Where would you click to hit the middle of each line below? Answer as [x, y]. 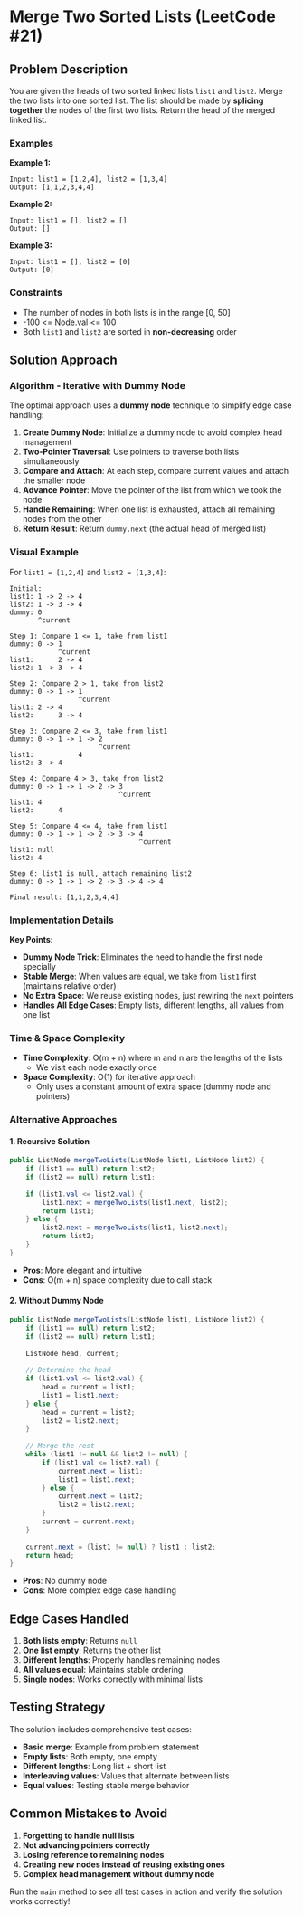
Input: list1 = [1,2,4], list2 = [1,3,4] [89, 180]
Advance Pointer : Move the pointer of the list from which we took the [152, 490]
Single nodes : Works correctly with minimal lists [113, 1679]
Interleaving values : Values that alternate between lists [126, 1776]
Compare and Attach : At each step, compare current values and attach [156, 471]
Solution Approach [63, 360]
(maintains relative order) [69, 986]
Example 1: [30, 163]
